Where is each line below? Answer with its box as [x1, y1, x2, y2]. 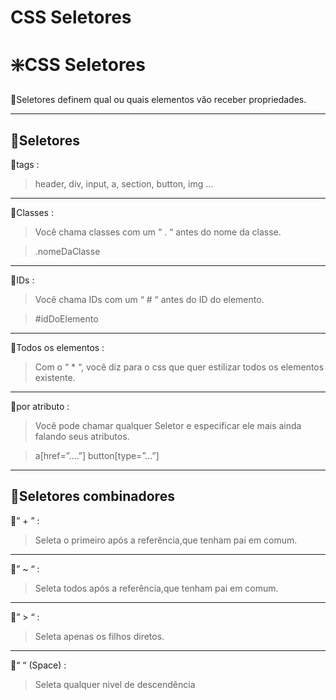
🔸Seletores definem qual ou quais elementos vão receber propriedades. [10, 94, 307, 106]
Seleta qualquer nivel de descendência [34, 678, 196, 690]
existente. [34, 371, 76, 383]
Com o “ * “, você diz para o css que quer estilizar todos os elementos [34, 361, 325, 373]
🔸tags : [10, 158, 40, 170]
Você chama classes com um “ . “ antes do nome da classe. [34, 226, 282, 238]
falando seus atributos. [34, 430, 130, 442]
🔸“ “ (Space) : [10, 659, 67, 671]
